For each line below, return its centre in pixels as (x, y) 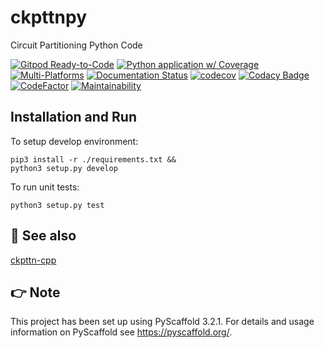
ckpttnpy (49, 17)
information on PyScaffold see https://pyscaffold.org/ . (121, 332)
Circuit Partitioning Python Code (76, 45)
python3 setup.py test (57, 205)
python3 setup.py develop (64, 168)
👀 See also (43, 236)
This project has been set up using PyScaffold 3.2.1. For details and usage (162, 322)
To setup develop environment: (74, 141)
